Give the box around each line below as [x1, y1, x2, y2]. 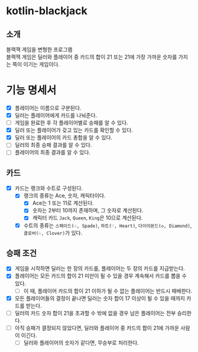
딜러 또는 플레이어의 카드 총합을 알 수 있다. [14, 134, 113, 141]
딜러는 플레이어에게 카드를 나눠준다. [14, 112, 98, 119]
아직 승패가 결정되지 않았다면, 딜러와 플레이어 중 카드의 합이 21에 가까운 [14, 324, 179, 331]
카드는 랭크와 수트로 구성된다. [14, 185, 83, 192]
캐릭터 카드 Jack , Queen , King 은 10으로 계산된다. [32, 214, 143, 221]
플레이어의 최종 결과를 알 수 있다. [14, 149, 90, 156]
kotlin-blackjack [6, 4, 87, 18]
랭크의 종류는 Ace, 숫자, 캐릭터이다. [23, 192, 106, 199]
